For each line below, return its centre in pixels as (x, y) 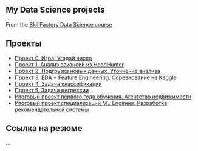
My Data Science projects (55, 10)
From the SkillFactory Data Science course (59, 24)
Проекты (24, 44)
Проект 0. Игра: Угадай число (53, 58)
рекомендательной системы (52, 109)
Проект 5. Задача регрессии (52, 90)
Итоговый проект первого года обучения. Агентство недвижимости (103, 97)
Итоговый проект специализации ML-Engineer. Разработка (91, 103)
